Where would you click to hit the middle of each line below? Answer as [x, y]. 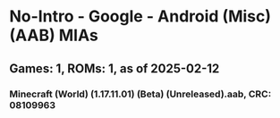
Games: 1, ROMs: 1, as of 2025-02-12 [115, 68]
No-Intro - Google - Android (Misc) [140, 17]
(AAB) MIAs [54, 35]
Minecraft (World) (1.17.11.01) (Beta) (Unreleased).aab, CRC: [140, 94]
